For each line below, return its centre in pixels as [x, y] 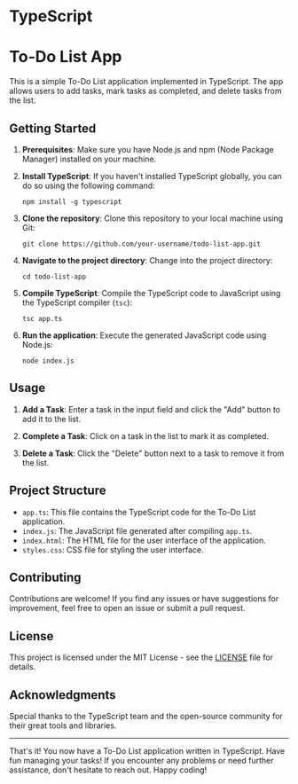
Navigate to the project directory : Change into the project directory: [147, 260]
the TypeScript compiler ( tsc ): [77, 302]
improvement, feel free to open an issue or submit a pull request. [127, 608]
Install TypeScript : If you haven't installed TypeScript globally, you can [152, 176]
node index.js [48, 361]
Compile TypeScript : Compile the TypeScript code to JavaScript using [151, 293]
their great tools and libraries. [63, 725]
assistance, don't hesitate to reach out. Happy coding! [108, 770]
